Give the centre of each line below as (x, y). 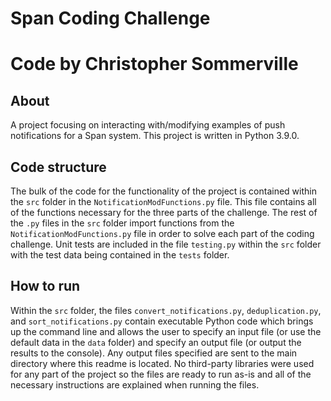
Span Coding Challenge (110, 18)
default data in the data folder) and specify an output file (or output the (156, 342)
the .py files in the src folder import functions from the (122, 223)
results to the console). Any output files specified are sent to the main (154, 353)
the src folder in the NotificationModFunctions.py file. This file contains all (163, 201)
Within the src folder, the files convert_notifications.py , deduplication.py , (166, 310)
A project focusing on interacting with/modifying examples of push (148, 125)
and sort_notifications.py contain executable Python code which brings (162, 321)
